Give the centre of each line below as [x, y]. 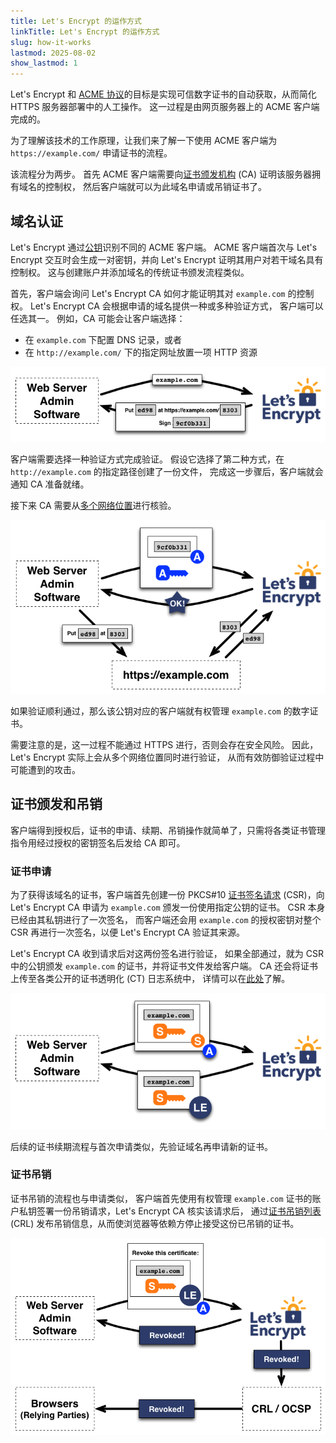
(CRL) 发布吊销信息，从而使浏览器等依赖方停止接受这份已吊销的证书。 [155, 1223]
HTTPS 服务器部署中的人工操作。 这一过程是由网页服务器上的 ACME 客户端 [165, 107]
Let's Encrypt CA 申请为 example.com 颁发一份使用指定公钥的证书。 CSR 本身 [168, 907]
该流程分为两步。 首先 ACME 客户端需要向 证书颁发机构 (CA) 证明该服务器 [161, 174]
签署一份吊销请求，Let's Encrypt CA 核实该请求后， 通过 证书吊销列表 [179, 1211]
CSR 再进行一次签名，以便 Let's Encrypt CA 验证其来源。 [127, 932]
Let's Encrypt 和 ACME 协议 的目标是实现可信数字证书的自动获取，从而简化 [163, 94]
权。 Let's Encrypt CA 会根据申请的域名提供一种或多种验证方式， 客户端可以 [167, 306]
